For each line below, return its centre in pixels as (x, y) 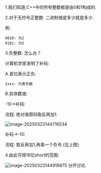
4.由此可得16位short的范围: (32, 155)
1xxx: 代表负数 (19, 84)
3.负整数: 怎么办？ (23, 53)
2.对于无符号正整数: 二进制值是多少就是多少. (50, 18)
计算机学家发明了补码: (27, 63)
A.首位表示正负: (21, 74)
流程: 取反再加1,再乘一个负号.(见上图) (42, 145)
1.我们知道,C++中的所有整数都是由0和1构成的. (51, 7)
